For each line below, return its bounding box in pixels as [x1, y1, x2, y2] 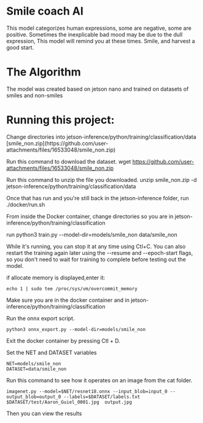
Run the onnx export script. [6, 315, 75, 322]
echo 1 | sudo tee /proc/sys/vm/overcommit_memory [6, 285, 138, 292]
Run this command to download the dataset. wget [6, 158, 131, 165]
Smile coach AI [6, 4, 84, 18]
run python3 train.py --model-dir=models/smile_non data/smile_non [6, 231, 178, 238]
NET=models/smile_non [6, 360, 62, 366]
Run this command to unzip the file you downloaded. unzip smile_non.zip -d [6, 176, 197, 183]
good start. [6, 44, 34, 51]
